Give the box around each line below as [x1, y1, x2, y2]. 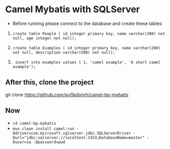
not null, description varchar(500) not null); [12, 50, 115, 55]
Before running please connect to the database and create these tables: [12, 20, 163, 26]
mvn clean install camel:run [12, 126, 75, 131]
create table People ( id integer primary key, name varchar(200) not [12, 31, 165, 36]
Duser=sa [12, 139, 31, 144]
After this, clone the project [5, 78, 94, 87]
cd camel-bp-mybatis [12, 121, 56, 126]
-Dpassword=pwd [33, 139, 65, 144]
